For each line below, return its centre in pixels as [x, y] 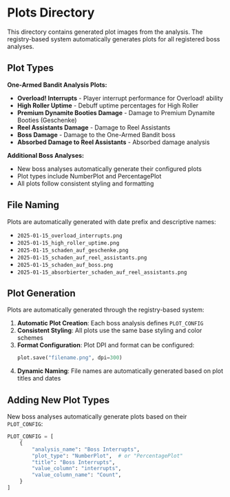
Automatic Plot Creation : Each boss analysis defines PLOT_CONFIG [110, 323]
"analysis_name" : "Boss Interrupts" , [86, 449]
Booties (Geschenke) [47, 120]
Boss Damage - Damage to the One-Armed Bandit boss [96, 134]
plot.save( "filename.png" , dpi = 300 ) [70, 358]
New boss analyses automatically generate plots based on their [97, 417]
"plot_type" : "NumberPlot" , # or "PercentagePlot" [108, 456]
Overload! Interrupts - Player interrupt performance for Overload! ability [120, 98]
